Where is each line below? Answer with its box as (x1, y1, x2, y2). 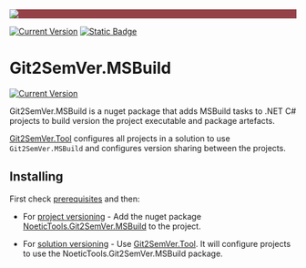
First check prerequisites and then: (9, 193, 140, 204)
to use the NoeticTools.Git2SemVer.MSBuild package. (22, 248, 223, 259)
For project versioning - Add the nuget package (22, 211, 202, 222)
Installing (9, 169, 64, 185)
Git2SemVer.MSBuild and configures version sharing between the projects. (9, 142, 287, 153)
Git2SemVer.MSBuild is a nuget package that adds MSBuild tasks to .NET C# (9, 105, 297, 117)
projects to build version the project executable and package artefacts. (9, 115, 275, 126)
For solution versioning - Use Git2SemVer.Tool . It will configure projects (22, 238, 291, 249)
